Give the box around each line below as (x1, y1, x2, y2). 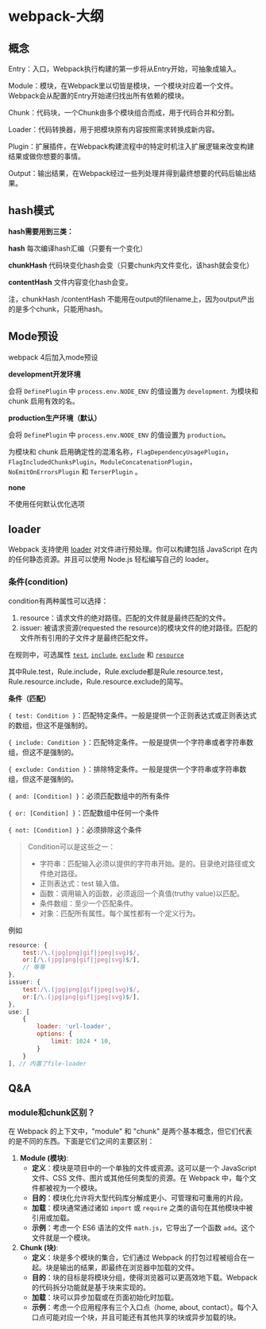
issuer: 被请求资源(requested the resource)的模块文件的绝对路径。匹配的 (19, 622, 258, 633)
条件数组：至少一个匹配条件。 (39, 898, 137, 908)
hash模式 (8, 204, 55, 217)
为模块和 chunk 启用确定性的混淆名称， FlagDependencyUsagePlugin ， (8, 446, 233, 456)
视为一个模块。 (52, 1183, 102, 1193)
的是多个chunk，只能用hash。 (8, 304, 107, 314)
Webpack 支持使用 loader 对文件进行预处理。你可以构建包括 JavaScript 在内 (8, 544, 258, 554)
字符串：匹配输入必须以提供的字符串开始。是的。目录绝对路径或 (39, 859, 249, 868)
